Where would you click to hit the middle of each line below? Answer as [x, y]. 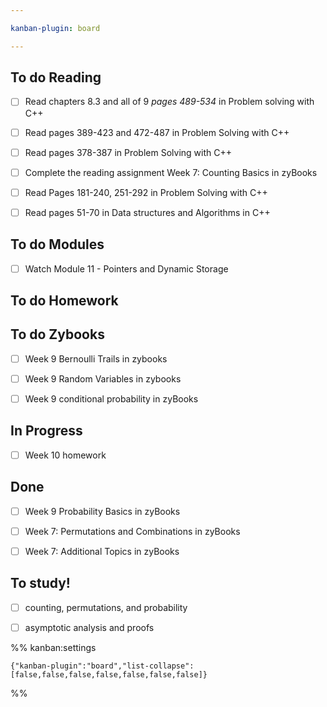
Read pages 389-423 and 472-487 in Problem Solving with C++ [157, 132]
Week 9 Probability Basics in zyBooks [102, 511]
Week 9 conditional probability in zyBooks [111, 399]
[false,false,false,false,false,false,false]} [109, 674]
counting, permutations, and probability [106, 607]
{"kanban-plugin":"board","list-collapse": [102, 666]
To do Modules [57, 244]
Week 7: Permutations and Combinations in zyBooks [132, 531]
